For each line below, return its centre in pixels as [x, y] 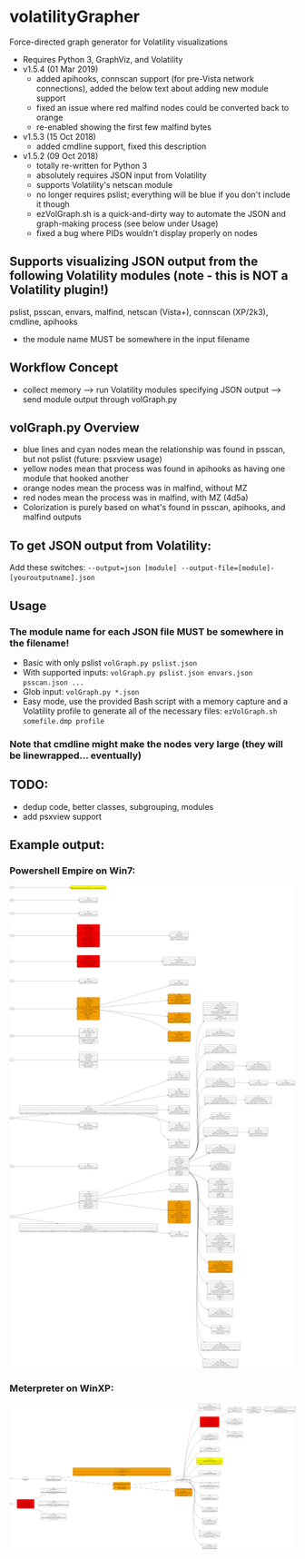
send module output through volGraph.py [100, 399]
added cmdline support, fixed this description [121, 146]
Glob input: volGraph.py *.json [81, 691]
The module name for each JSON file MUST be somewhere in [147, 631]
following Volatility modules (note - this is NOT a [149, 276]
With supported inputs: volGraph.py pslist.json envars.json [138, 672]
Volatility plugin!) [59, 290]
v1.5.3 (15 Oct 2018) [59, 136]
